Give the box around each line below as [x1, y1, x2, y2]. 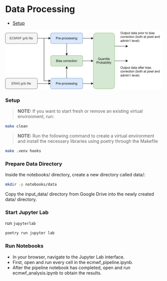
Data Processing [5, 4, 75, 15]
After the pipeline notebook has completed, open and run [12, 264, 131, 270]
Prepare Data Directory [5, 160, 62, 167]
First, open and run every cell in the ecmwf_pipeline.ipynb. [12, 259, 133, 265]
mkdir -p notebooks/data [5, 182, 57, 187]
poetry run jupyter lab [5, 230, 55, 236]
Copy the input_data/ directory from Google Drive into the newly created [5, 191, 154, 197]
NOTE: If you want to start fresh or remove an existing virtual [17, 108, 143, 114]
